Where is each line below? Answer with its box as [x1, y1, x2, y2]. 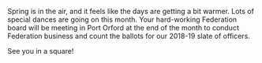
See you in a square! [7, 47, 74, 55]
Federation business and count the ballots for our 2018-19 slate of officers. [7, 31, 250, 40]
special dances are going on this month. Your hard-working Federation [7, 15, 238, 24]
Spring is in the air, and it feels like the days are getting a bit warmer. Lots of [7, 7, 254, 16]
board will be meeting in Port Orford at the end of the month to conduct [7, 23, 240, 32]
